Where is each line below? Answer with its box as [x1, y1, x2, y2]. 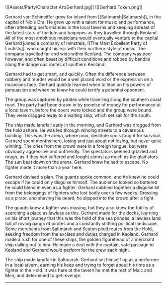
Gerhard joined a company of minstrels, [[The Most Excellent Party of [5, 40, 148, 46]
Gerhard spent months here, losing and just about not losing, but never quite [5, 138, 162, 144]
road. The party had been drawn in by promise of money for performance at [5, 102, 161, 107]
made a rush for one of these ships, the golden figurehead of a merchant [5, 236, 155, 242]
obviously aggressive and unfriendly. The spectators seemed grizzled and [5, 149, 157, 154]
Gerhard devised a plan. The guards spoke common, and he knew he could [5, 174, 160, 180]
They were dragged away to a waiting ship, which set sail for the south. [5, 112, 152, 118]
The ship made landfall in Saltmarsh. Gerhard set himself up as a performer [5, 257, 160, 263]
